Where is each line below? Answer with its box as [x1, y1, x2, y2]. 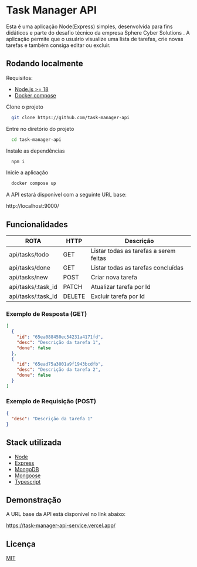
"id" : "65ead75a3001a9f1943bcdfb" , [16, 362, 104, 367]
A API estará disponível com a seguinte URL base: [6, 191, 127, 198]
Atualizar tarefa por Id [90, 283, 151, 291]
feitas [90, 254, 107, 262]
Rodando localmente [6, 59, 83, 69]
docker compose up [11, 180, 57, 187]
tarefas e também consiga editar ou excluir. [6, 42, 111, 49]
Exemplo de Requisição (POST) [6, 397, 97, 405]
